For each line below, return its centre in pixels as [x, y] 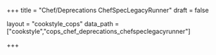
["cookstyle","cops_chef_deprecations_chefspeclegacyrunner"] [99, 31]
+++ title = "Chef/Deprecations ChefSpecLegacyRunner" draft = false [108, 10]
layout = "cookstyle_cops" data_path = [63, 24]
